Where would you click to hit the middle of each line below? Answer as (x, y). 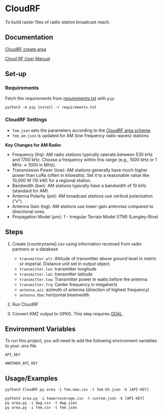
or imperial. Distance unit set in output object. (65, 264)
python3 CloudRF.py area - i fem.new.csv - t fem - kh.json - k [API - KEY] (77, 390)
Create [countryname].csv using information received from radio (77, 244)
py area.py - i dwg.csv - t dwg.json (41, 403)
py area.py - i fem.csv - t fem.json (41, 407)
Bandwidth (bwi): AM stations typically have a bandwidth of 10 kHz (79, 186)
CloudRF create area (26, 49)
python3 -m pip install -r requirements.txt (51, 107)
